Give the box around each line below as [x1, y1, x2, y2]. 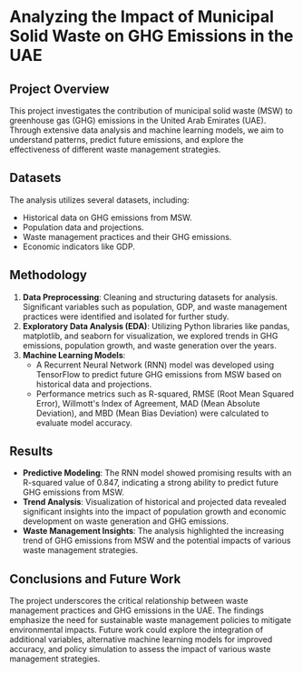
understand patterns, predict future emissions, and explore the [9, 135, 244, 145]
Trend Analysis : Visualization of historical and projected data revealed [22, 497, 288, 507]
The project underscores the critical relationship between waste [9, 596, 249, 607]
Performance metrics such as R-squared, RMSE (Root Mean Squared [35, 388, 295, 399]
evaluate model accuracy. [35, 417, 133, 428]
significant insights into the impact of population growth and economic [22, 507, 288, 517]
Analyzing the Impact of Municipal [9, 6, 275, 27]
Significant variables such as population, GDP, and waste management [22, 301, 288, 312]
